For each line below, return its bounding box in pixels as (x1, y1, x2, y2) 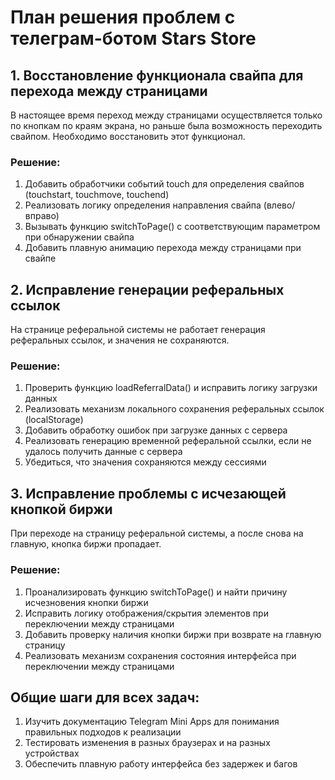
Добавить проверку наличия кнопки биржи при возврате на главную (24, 628, 322, 640)
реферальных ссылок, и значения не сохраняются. (10, 334, 230, 346)
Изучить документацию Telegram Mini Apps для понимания (24, 716, 280, 728)
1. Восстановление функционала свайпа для (10, 67, 304, 84)
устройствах (24, 747, 80, 760)
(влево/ (263, 199, 296, 211)
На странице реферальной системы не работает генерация (10, 324, 266, 336)
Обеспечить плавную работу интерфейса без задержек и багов (24, 758, 298, 770)
